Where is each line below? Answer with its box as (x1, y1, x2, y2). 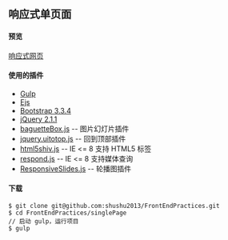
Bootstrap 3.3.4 (19, 106, 72, 115)
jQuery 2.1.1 (19, 114, 58, 124)
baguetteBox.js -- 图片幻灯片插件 (19, 123, 130, 134)
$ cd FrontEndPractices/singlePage (8, 209, 127, 217)
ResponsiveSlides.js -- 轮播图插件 (19, 163, 132, 174)
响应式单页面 (8, 7, 72, 22)
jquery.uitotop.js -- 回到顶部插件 (19, 134, 126, 143)
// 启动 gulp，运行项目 (8, 218, 79, 226)
